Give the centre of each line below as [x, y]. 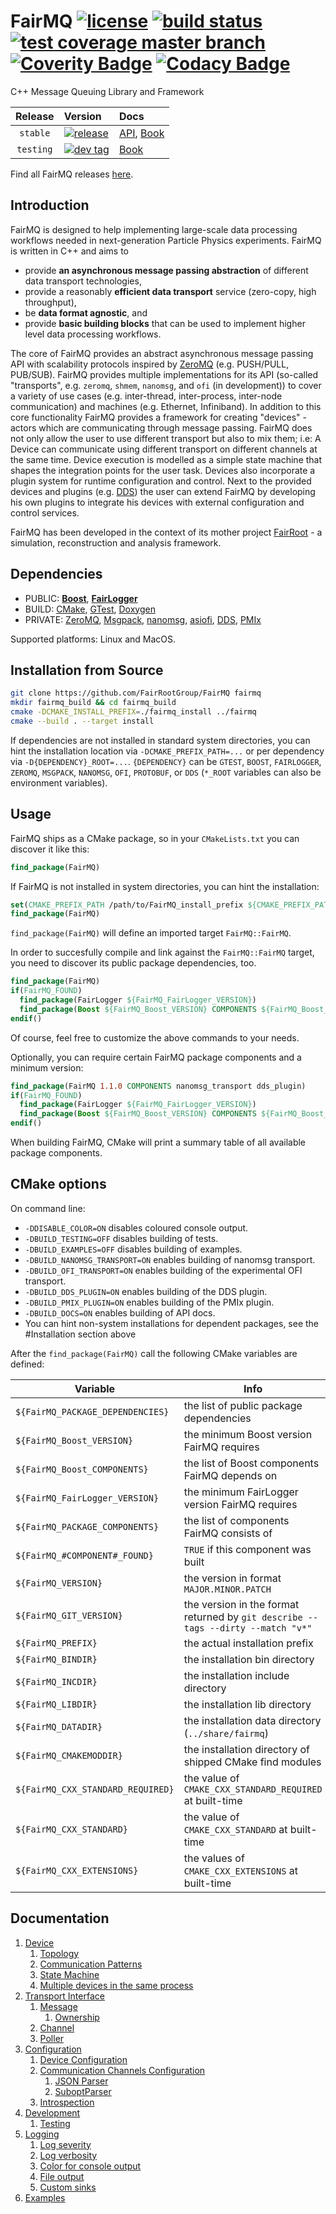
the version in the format [241, 1604]
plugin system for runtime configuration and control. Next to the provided [161, 481]
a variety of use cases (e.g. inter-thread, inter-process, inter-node [146, 396]
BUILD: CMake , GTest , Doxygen [90, 609]
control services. [45, 512]
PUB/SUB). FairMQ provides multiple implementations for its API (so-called [164, 374]
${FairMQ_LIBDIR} [56, 1704]
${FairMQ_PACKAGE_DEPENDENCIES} [92, 1411]
